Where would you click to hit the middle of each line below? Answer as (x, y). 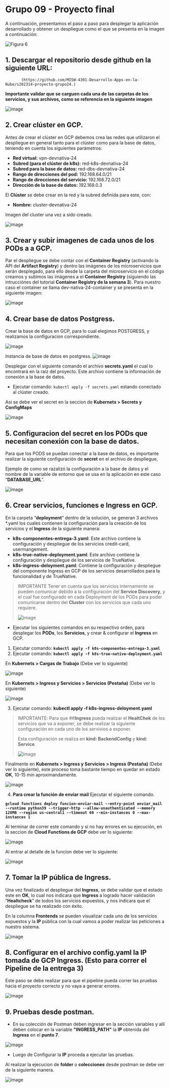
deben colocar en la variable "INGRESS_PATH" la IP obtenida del (81, 1029)
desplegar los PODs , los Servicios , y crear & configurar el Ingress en (85, 633)
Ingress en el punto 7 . (36, 1035)
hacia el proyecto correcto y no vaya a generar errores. (63, 986)
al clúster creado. (31, 392)
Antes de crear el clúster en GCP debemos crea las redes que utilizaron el (82, 137)
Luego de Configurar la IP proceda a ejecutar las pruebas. (73, 1055)
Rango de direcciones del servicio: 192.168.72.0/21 (66, 180)
